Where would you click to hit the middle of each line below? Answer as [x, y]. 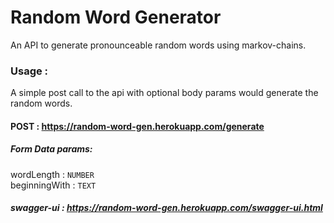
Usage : [29, 71]
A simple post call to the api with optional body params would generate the [164, 93]
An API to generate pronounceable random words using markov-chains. [158, 45]
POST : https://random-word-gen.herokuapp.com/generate [137, 126]
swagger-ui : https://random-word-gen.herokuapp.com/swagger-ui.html [166, 208]
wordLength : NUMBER [52, 174]
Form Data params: [51, 149]
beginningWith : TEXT [53, 185]
